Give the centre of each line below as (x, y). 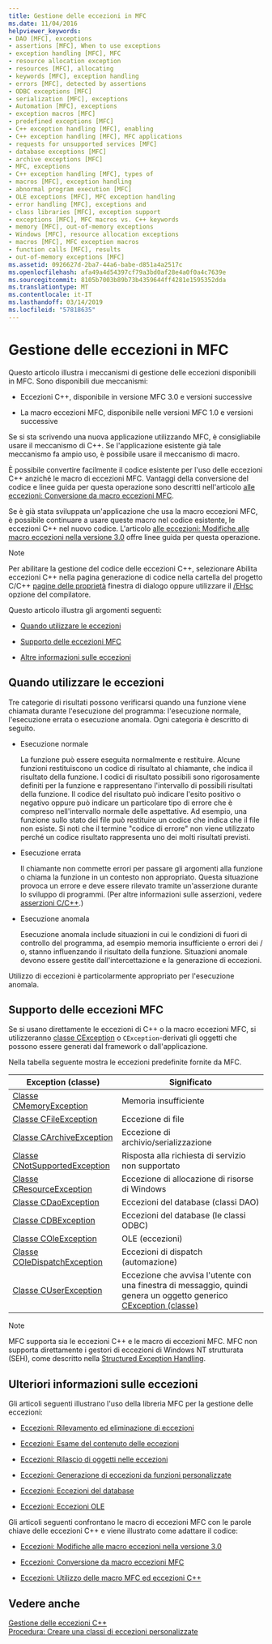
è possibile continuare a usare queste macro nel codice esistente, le (122, 520)
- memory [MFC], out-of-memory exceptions (81, 227)
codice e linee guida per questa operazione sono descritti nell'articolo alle (132, 486)
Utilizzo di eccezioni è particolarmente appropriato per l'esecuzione (121, 976)
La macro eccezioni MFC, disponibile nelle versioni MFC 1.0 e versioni (136, 412)
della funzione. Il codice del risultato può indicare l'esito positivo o (130, 794)
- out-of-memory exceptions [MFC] (67, 257)
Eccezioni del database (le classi (183, 1215)
